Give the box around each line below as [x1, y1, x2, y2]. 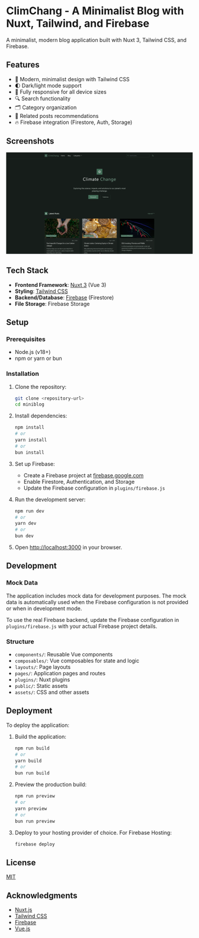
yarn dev [14, 521, 37, 527]
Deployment [6, 706, 53, 716]
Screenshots [6, 136, 54, 146]
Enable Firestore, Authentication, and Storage [23, 478, 135, 485]
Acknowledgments [6, 891, 78, 901]
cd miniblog [14, 401, 44, 407]
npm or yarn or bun [14, 355, 62, 362]
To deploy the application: [6, 722, 70, 729]
